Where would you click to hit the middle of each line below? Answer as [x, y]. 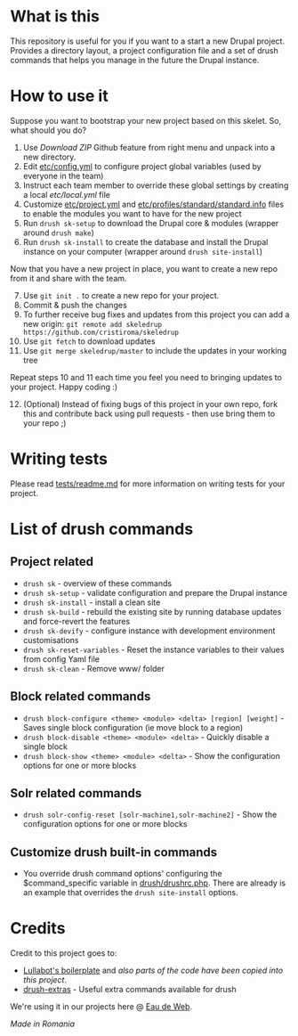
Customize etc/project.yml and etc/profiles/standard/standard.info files [153, 204]
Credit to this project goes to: [64, 953]
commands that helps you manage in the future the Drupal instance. [135, 60]
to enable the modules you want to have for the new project [133, 213]
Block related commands [81, 697]
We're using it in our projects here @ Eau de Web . [101, 1007]
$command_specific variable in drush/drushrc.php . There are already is [154, 883]
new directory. [49, 157]
